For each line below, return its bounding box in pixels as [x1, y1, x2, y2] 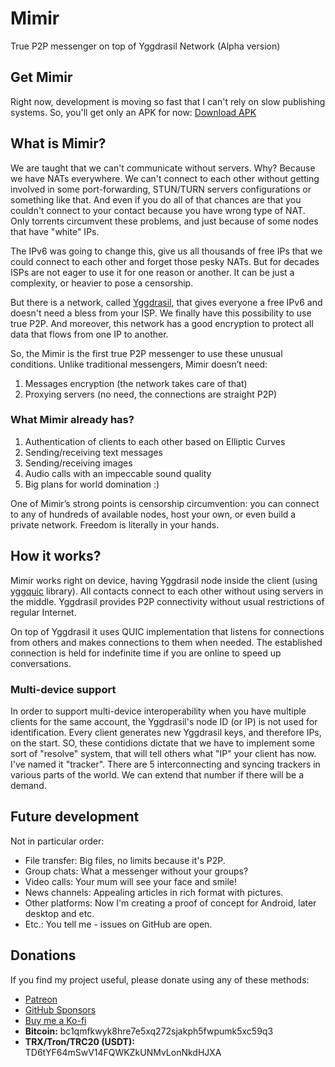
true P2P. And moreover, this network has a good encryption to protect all [10, 317, 314, 329]
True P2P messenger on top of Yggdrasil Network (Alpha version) [10, 40, 281, 52]
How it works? [10, 548, 102, 565]
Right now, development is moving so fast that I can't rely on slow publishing [10, 95, 326, 107]
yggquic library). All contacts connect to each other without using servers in [10, 585, 324, 597]
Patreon [24, 993, 58, 1005]
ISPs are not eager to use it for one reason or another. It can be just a [10, 266, 295, 278]
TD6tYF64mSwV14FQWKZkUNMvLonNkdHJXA [24, 1046, 222, 1058]
